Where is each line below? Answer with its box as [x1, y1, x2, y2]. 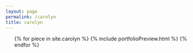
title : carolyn [5, 19, 43, 25]
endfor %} [14, 41, 40, 48]
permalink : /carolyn [5, 14, 57, 20]
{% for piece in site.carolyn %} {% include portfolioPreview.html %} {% [14, 36, 187, 43]
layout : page [5, 8, 38, 15]
